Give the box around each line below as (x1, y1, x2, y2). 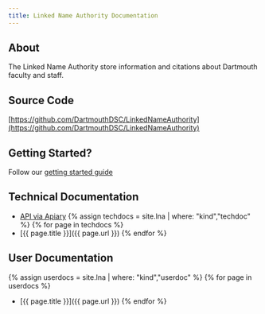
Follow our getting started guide (8, 168, 113, 177)
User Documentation (8, 251, 114, 265)
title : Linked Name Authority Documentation (8, 11, 158, 20)
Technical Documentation (8, 190, 139, 204)
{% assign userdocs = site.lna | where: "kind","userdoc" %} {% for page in (8, 272, 252, 282)
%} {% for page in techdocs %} (19, 219, 124, 229)
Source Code (8, 93, 74, 107)
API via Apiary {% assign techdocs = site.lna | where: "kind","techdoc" (19, 211, 251, 221)
